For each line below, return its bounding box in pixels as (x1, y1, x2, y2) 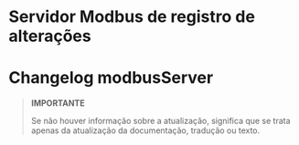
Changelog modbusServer (8, 67, 214, 88)
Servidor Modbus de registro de (8, 6, 255, 27)
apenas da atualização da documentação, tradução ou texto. (30, 125, 261, 136)
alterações (8, 26, 92, 47)
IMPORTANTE (30, 98, 85, 109)
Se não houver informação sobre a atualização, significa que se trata (30, 116, 291, 127)
